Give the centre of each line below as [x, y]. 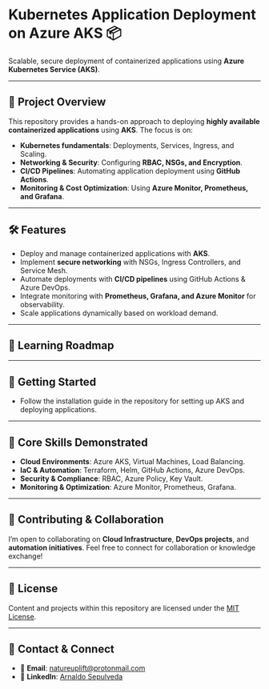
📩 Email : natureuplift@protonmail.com [82, 668]
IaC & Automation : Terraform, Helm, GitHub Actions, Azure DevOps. [132, 470]
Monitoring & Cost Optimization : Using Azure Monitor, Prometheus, [134, 188]
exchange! [26, 556]
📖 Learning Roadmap [61, 345]
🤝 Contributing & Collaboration [86, 520]
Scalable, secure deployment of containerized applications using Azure [126, 61]
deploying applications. [58, 410]
